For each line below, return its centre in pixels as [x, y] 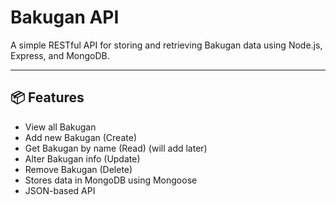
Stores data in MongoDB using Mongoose [111, 180]
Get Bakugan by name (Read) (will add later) [116, 148]
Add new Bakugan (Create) [80, 137]
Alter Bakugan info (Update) [82, 158]
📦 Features [47, 97]
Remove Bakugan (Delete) [78, 169]
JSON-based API [60, 190]
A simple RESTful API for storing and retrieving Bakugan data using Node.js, [166, 45]
